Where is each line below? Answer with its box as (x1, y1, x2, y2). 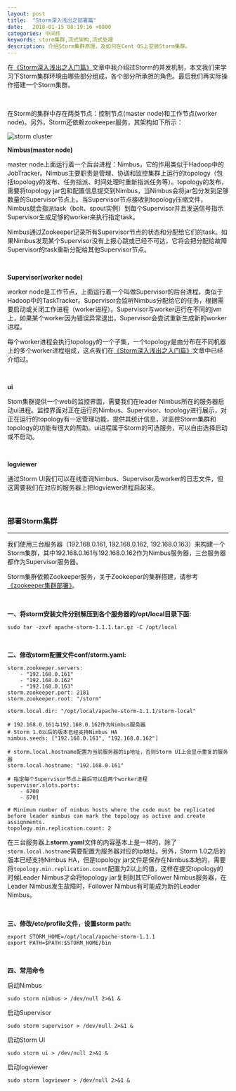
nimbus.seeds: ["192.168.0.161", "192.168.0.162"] (7, 735, 159, 742)
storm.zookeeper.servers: (7, 665, 83, 672)
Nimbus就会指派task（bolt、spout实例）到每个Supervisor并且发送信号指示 (7, 204, 224, 212)
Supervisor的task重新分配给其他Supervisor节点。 (7, 245, 151, 254)
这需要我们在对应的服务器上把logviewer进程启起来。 (7, 483, 159, 492)
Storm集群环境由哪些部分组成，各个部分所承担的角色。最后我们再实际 (19, 72, 222, 80)
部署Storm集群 (7, 516, 58, 525)
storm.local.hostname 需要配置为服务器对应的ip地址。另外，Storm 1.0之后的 (7, 847, 226, 856)
